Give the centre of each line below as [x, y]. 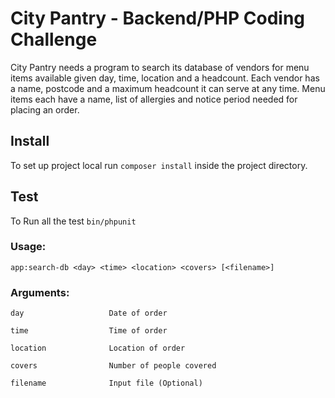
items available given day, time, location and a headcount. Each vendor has [165, 78]
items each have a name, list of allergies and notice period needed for [154, 99]
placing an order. [45, 109]
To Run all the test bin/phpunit [73, 221]
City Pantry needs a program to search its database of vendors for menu [160, 67]
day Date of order [89, 313]
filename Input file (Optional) [106, 383]
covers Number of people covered [113, 366]
